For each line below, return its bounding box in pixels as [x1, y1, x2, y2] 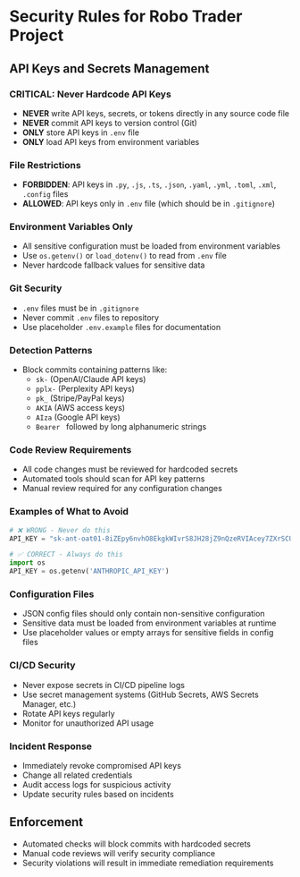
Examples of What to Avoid [9, 506, 129, 518]
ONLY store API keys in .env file [21, 127, 140, 138]
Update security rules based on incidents [21, 788, 174, 799]
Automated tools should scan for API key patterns [21, 473, 205, 484]
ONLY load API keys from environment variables [21, 136, 200, 147]
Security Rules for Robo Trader [9, 6, 243, 27]
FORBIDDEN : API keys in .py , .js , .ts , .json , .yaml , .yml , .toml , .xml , [21, 179, 277, 190]
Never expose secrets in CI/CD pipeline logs [21, 679, 186, 690]
